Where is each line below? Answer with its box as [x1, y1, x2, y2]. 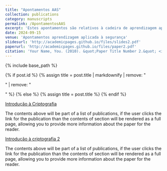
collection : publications [5, 12, 59, 17]
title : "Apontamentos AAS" [5, 7, 61, 12]
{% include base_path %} [5, 62, 58, 68]
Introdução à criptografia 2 [5, 136, 60, 142]
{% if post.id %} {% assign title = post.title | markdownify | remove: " [5, 72, 146, 78]
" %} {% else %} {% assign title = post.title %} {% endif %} [5, 91, 127, 97]
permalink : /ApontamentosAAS [5, 21, 66, 26]
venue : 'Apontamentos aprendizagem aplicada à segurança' [5, 35, 128, 40]
